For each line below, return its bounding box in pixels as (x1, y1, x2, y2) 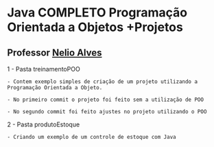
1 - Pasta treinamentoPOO (7, 65, 80, 73)
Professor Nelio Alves (7, 47, 102, 58)
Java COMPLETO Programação (7, 5, 187, 21)
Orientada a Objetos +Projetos (7, 19, 183, 35)
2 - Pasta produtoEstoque (7, 120, 80, 128)
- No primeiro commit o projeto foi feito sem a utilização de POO (7, 96, 204, 103)
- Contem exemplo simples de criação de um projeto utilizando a (7, 78, 198, 85)
